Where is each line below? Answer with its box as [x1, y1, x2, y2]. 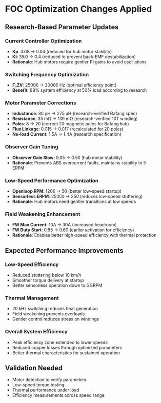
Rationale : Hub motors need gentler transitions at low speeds [12, 199, 136, 204]
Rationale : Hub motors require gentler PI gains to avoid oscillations [12, 59, 147, 64]
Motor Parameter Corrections [5, 100, 77, 106]
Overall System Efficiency [5, 328, 68, 335]
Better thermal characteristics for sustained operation [12, 350, 121, 356]
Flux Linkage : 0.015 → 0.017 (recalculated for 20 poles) [12, 126, 123, 132]
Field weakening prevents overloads [12, 311, 85, 317]
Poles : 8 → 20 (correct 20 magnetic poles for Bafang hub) [12, 121, 129, 127]
